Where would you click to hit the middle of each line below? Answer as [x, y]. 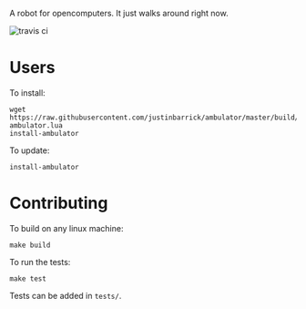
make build [30, 245]
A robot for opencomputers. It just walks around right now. [119, 13]
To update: [30, 150]
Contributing [59, 203]
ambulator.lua [36, 125]
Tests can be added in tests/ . [66, 295]
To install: [27, 93]
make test [28, 278]
